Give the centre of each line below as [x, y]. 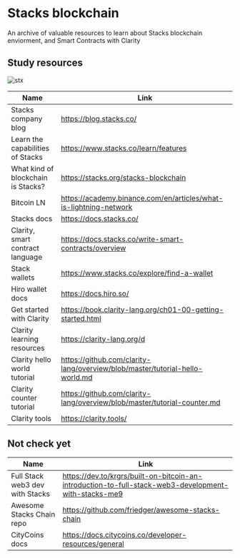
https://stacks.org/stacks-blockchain [123, 178]
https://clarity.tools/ [94, 418]
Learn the [27, 139]
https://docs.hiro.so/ [95, 293]
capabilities [30, 148]
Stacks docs [32, 218]
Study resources [45, 63]
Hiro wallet [29, 289]
